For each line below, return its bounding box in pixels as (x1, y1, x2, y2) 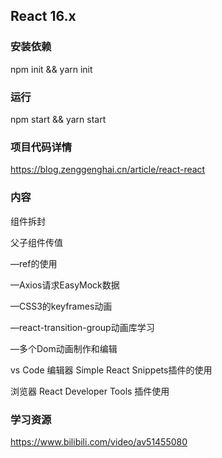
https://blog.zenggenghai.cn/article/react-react (10, 164, 206, 176)
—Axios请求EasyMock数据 (10, 279, 120, 291)
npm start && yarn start (10, 113, 107, 125)
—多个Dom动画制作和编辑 (10, 342, 118, 354)
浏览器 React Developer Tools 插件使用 (10, 385, 170, 397)
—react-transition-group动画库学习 (10, 321, 155, 333)
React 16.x (10, 8, 77, 25)
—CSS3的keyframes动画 (10, 300, 113, 312)
